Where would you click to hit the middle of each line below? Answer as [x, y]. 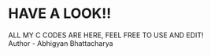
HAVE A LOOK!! [60, 14]
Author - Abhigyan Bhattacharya [61, 43]
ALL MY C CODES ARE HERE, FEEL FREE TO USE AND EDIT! [106, 35]
